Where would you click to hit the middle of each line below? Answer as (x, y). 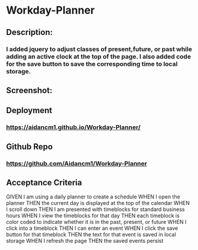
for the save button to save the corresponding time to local (92, 64)
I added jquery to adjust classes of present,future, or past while (99, 49)
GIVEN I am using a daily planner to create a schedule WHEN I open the (93, 197)
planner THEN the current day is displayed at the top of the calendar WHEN (98, 203)
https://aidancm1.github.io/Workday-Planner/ (73, 127)
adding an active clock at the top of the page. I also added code (98, 56)
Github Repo (30, 147)
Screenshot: (29, 90)
